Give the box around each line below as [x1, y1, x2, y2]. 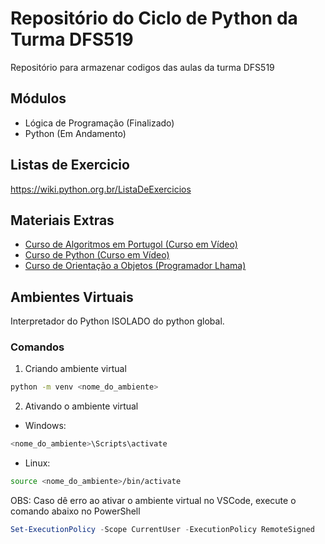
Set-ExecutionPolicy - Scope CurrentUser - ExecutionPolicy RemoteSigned [10, 525, 315, 535]
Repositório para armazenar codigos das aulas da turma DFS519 [10, 61, 275, 73]
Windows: [24, 420, 67, 432]
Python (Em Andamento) [24, 127, 127, 139]
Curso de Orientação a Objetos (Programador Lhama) [24, 260, 247, 272]
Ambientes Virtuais [10, 288, 134, 306]
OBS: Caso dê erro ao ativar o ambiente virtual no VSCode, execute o [10, 495, 297, 507]
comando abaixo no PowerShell [10, 505, 141, 517]
